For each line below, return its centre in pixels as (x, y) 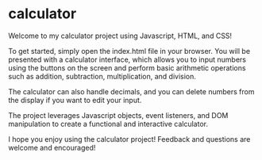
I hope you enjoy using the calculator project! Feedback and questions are (129, 139)
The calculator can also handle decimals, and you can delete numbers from (131, 91)
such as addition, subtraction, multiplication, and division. (102, 76)
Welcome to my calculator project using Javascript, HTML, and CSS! (120, 36)
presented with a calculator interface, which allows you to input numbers (127, 59)
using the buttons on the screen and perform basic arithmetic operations (127, 67)
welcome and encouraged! (52, 147)
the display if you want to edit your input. (75, 100)
